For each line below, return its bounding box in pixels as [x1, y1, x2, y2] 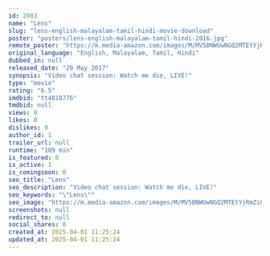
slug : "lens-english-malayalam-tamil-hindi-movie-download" [8, 26, 215, 35]
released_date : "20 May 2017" [8, 64, 110, 72]
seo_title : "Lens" [8, 176, 70, 185]
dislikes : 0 [8, 124, 48, 132]
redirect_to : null [8, 213, 70, 221]
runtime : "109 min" [8, 146, 74, 154]
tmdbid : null [8, 101, 52, 109]
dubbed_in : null [8, 57, 63, 65]
